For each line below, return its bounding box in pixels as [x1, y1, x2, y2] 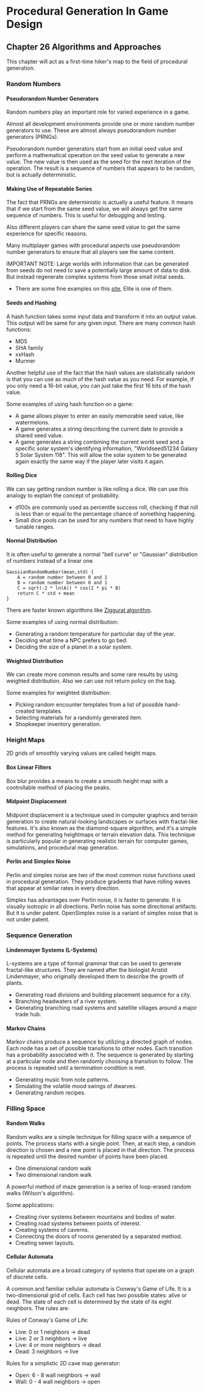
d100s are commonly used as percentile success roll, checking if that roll [15, 503, 199, 511]
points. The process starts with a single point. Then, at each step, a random [6, 1140, 196, 1147]
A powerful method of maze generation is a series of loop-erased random [6, 1182, 192, 1190]
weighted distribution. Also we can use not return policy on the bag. [6, 677, 177, 684]
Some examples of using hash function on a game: [6, 400, 134, 407]
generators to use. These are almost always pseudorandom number [6, 127, 177, 134]
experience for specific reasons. [6, 230, 88, 237]
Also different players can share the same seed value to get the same [6, 223, 181, 231]
